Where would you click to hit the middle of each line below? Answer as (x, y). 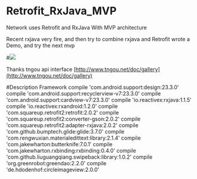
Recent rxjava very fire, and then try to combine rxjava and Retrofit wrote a (98, 39)
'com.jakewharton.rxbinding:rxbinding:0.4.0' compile (71, 150)
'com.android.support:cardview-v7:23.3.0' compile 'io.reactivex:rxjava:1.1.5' (99, 100)
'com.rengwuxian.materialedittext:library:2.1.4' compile (74, 138)
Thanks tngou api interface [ (41, 69)
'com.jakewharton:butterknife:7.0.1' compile (59, 144)
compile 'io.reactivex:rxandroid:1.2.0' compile (62, 106)
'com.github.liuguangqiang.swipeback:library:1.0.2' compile (79, 157)
